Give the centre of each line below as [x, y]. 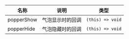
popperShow [23, 20]
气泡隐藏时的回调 [62, 29]
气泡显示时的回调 [62, 20]
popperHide [21, 29]
